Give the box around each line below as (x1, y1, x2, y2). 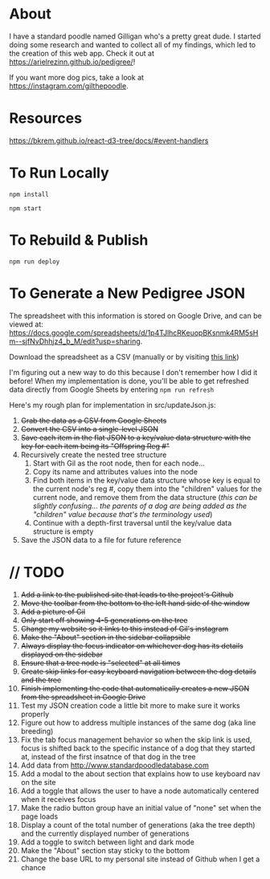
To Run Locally (9, 164, 109, 182)
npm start (9, 204, 43, 213)
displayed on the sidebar (20, 649, 103, 659)
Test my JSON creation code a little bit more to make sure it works (20, 700, 240, 710)
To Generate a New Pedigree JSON (9, 284, 246, 302)
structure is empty (32, 527, 94, 536)
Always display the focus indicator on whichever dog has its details (20, 641, 243, 650)
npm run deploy (9, 258, 60, 266)
